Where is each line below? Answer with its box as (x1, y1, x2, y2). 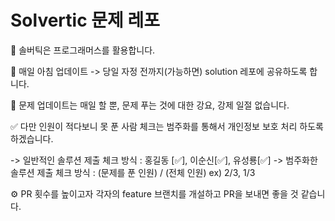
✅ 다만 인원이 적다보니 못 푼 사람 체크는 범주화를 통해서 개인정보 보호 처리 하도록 (10, 120, 324, 132)
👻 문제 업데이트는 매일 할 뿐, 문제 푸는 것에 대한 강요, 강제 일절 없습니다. (10, 99, 290, 111)
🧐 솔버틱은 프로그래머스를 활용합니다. (10, 44, 156, 56)
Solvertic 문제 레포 (10, 9, 160, 32)
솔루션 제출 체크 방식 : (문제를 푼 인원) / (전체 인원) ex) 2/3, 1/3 (10, 166, 256, 178)
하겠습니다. (10, 132, 54, 145)
